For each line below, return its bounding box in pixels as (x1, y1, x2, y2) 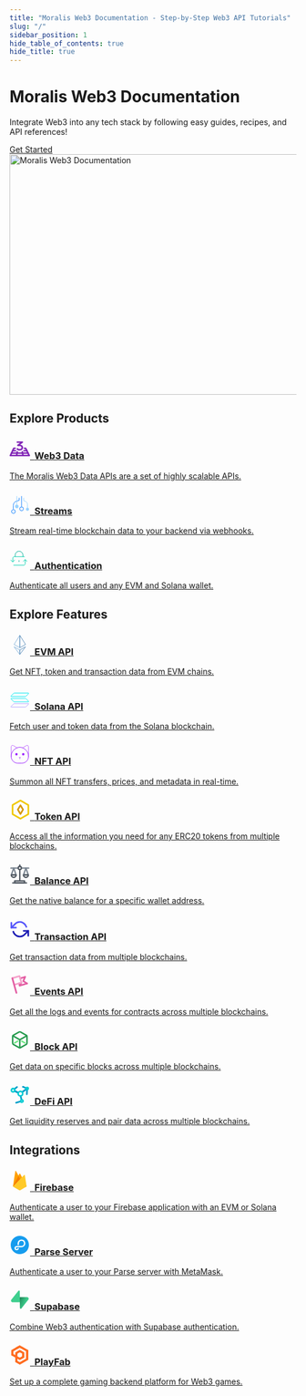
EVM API (34, 645, 75, 657)
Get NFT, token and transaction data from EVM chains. (9, 667, 215, 677)
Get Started (9, 144, 53, 155)
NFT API (34, 755, 72, 768)
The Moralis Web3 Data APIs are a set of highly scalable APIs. (9, 471, 241, 481)
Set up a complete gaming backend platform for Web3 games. (9, 1376, 243, 1387)
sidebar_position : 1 (9, 30, 88, 39)
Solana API (34, 699, 84, 712)
